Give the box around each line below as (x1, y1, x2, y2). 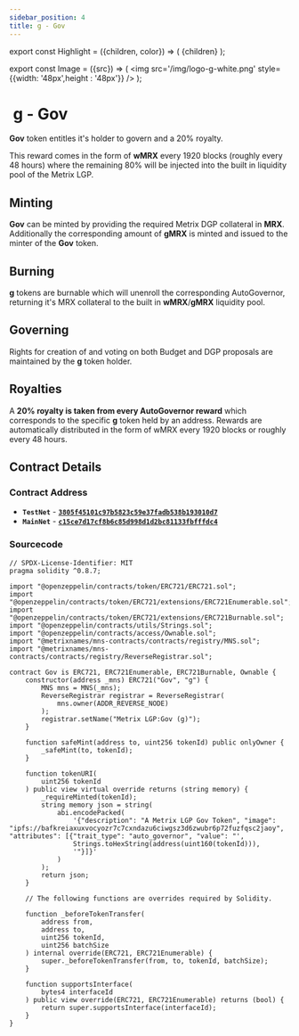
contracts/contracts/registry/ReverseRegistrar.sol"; (9, 652, 214, 661)
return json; (41, 870, 90, 879)
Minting (9, 195, 53, 210)
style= (257, 63, 281, 74)
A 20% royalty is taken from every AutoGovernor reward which (9, 405, 247, 415)
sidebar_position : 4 (9, 12, 86, 22)
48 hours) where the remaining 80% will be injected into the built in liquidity (9, 160, 287, 170)
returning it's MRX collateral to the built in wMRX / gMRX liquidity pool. (9, 297, 265, 308)
